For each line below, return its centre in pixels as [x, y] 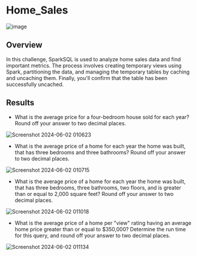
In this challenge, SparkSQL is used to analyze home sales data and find [94, 59]
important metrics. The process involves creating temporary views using [94, 65]
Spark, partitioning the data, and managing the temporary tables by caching [98, 72]
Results [20, 103]
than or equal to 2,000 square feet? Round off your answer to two [94, 194]
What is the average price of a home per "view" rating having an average [103, 223]
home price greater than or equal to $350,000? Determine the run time [100, 229]
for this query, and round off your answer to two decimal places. [92, 235]
